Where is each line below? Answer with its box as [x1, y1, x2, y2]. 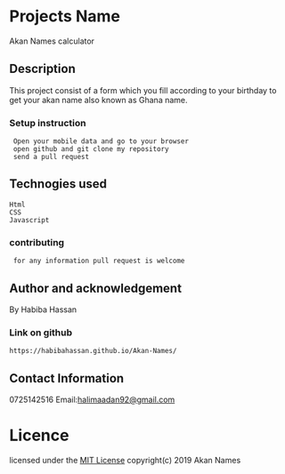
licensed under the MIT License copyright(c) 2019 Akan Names [9, 455, 241, 466]
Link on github [9, 326, 73, 339]
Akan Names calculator [9, 36, 95, 46]
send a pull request [12, 153, 90, 162]
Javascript [9, 215, 50, 224]
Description [9, 61, 76, 76]
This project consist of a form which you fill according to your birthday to [9, 84, 277, 95]
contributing [9, 236, 65, 248]
